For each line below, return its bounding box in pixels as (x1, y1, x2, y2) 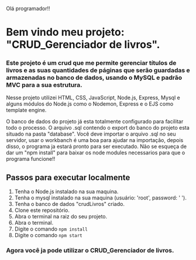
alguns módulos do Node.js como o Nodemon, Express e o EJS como (6, 100, 174, 107)
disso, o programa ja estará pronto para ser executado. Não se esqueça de (6, 143, 187, 150)
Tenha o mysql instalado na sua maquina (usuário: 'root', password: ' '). (14, 194, 187, 201)
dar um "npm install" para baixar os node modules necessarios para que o (6, 149, 185, 156)
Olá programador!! (6, 5, 51, 12)
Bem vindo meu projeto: (6, 26, 125, 39)
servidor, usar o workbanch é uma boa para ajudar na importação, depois (6, 137, 184, 144)
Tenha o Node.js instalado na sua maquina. (14, 188, 119, 195)
